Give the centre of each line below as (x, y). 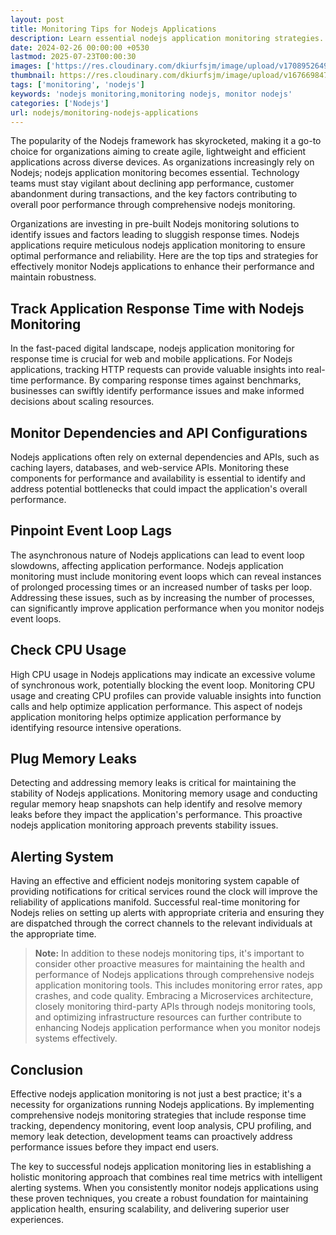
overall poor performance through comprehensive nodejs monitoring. (153, 205)
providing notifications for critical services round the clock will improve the (164, 892)
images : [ (31, 66)
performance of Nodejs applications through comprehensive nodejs (174, 975)
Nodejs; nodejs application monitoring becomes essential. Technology (155, 173)
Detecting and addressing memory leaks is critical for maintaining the (153, 783)
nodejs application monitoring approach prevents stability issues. (144, 825)
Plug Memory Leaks (73, 759)
